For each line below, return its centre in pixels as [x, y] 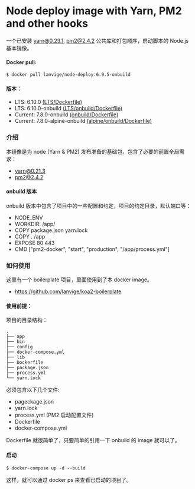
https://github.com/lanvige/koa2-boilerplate [68, 291]
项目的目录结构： [27, 320]
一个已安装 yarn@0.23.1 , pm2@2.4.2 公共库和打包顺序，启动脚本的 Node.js [97, 40]
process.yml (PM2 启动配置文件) [54, 415]
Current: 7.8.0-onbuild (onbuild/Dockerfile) [66, 115]
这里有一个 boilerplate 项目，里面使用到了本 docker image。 [79, 280]
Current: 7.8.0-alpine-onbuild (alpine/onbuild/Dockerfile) [83, 121]
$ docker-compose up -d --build [46, 468]
